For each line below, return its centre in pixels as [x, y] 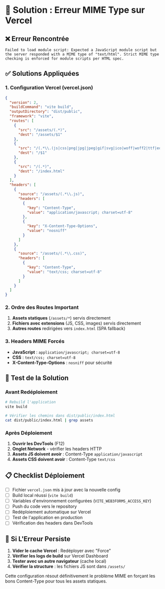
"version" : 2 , [24, 102]
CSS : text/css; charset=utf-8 [44, 357]
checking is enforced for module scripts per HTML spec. [65, 59]
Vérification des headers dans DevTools [53, 523]
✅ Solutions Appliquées [42, 74]
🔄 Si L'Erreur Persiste [38, 539]
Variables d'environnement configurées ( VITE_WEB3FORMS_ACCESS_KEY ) [82, 501]
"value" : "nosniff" [47, 231]
